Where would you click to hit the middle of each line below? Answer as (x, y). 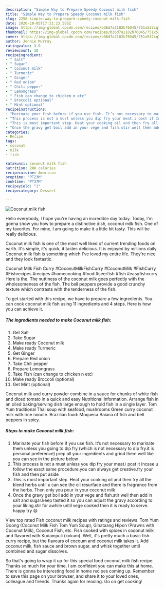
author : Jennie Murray (28, 41)
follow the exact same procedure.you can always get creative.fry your (83, 469)
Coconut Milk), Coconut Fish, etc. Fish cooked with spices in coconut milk (80, 530)
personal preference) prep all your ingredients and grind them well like (83, 453)
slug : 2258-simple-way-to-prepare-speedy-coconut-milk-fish (68, 19)
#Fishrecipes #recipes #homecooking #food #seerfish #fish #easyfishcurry (82, 273)
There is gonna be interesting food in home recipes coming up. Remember (80, 571)
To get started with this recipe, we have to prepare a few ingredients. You (79, 299)
